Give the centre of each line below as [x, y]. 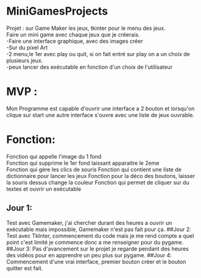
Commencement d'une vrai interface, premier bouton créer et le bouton [96, 262]
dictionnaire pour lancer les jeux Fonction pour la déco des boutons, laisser [101, 176]
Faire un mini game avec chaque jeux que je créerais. [73, 34]
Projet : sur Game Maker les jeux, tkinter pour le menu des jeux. [86, 28]
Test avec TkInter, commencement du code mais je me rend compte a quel [100, 235]
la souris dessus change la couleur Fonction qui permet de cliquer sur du [98, 182]
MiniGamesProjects [57, 11]
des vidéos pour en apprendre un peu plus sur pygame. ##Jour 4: [89, 255]
